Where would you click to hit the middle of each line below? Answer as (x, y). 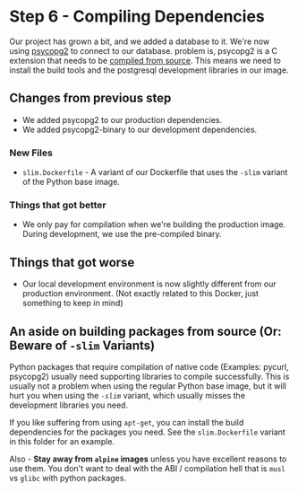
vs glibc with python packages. (68, 478)
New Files (31, 153)
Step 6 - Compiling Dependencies (137, 17)
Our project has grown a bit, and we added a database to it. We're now (140, 41)
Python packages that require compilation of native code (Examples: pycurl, (149, 366)
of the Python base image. (71, 182)
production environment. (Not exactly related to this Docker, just (140, 294)
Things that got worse (72, 262)
